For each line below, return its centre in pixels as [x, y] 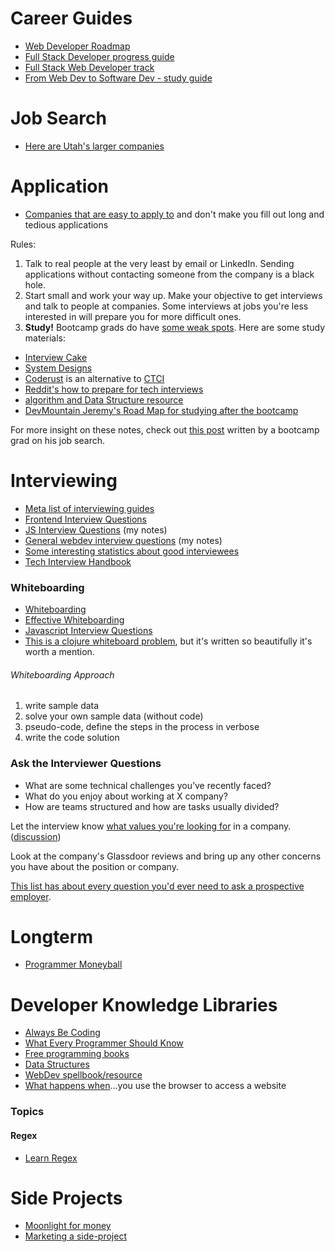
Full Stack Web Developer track [89, 67]
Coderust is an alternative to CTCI [94, 378]
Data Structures [57, 1064]
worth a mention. [59, 652]
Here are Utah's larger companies [94, 146]
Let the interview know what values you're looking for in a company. [151, 826]
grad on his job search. [58, 440]
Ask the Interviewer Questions [86, 764]
